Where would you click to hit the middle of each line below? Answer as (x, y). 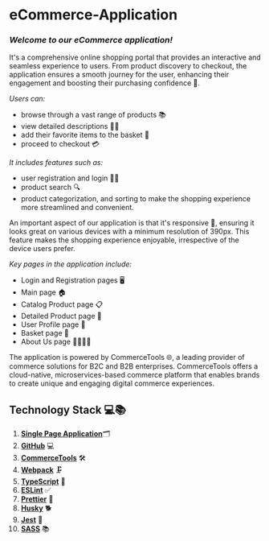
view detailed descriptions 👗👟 (70, 126)
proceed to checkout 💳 (60, 144)
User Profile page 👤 (53, 324)
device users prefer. (42, 249)
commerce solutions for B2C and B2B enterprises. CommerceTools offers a (134, 366)
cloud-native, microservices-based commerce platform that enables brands (134, 375)
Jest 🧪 (32, 520)
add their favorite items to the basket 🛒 (85, 135)
